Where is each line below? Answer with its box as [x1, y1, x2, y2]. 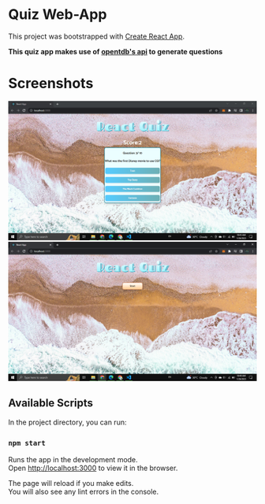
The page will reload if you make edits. [8, 478, 134, 487]
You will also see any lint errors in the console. [8, 487, 159, 496]
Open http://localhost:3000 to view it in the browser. [8, 463, 178, 472]
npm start [8, 439, 46, 447]
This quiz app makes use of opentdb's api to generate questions [8, 46, 223, 56]
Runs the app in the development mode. [8, 454, 138, 464]
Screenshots [8, 75, 94, 92]
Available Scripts [8, 396, 93, 410]
